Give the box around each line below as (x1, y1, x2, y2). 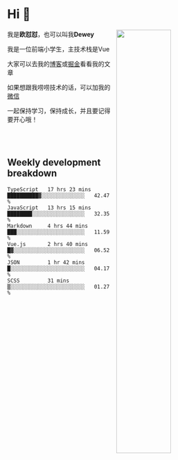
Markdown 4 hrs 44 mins (7, 222, 89, 229)
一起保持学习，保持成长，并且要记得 (7, 106, 111, 115)
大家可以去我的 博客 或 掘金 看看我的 (7, 59, 105, 68)
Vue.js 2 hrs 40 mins (7, 240, 89, 247)
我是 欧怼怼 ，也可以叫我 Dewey (7, 30, 95, 38)
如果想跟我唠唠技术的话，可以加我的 (7, 83, 111, 91)
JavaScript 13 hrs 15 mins (7, 204, 91, 211)
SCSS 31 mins (7, 277, 70, 284)
